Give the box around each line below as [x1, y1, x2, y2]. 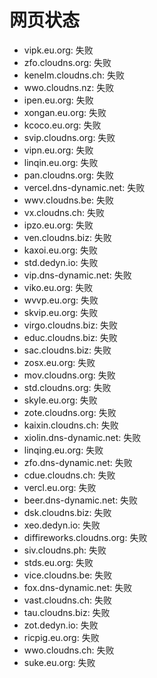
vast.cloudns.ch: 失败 [23, 594, 113, 606]
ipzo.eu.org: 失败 [23, 219, 94, 231]
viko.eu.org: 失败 [23, 281, 94, 293]
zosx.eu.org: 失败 [23, 356, 96, 368]
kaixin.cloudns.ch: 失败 [23, 419, 119, 431]
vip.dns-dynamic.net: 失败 [23, 269, 132, 281]
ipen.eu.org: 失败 [23, 94, 94, 106]
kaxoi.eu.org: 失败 [23, 244, 98, 256]
